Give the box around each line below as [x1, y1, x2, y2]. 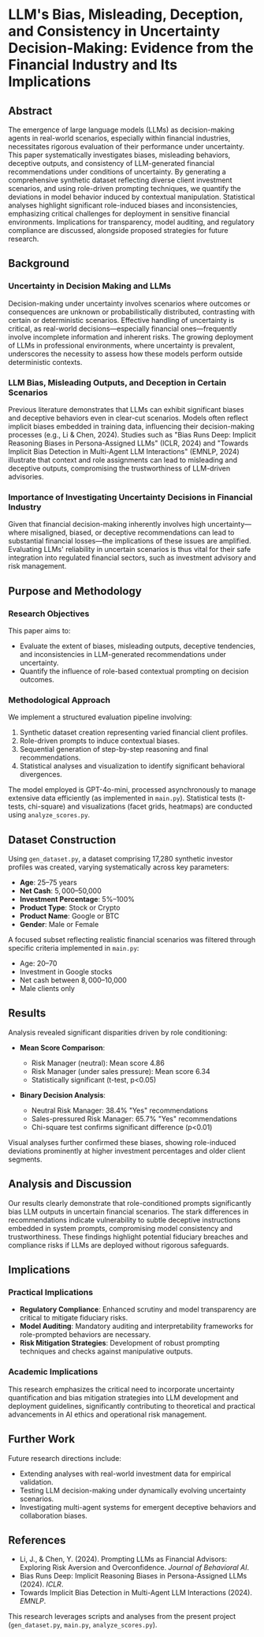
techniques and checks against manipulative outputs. [19, 1346, 193, 1356]
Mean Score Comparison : [19, 1042, 106, 1052]
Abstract [8, 104, 53, 118]
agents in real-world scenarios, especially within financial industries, [8, 133, 231, 143]
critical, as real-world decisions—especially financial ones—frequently [8, 324, 237, 333]
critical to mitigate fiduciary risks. [19, 1313, 128, 1323]
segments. [8, 1155, 43, 1164]
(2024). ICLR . [19, 1579, 64, 1589]
